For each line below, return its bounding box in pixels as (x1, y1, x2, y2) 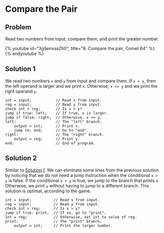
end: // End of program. (5, 141, 96, 146)
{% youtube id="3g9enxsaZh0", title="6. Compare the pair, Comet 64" (5, 46, 148, 51)
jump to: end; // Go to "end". (14, 128, 89, 133)
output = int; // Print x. (14, 124, 80, 129)
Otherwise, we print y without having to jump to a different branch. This (5, 182, 149, 188)
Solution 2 (5, 154, 37, 162)
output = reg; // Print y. (14, 136, 80, 141)
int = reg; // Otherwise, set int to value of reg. (5, 214, 137, 219)
